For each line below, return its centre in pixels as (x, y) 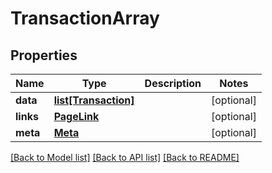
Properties (44, 55)
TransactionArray (85, 18)
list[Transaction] (94, 100)
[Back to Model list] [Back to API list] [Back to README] (125, 157)
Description (173, 83)
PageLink (76, 116)
